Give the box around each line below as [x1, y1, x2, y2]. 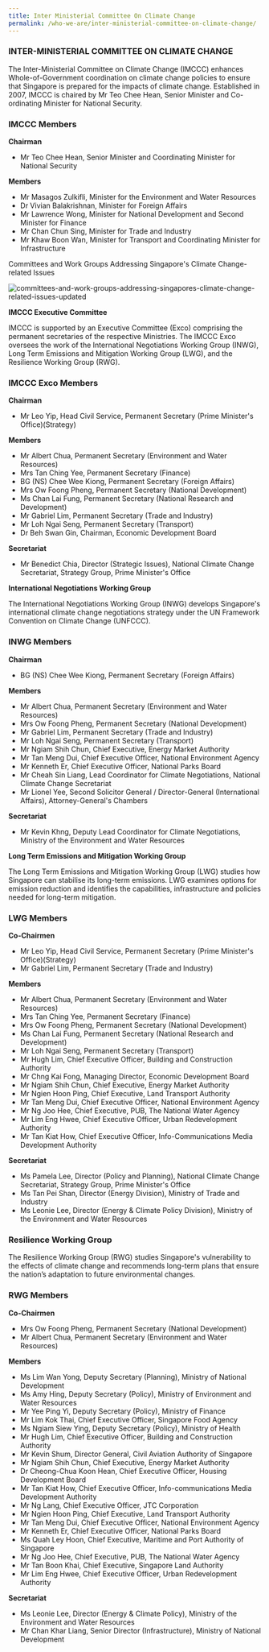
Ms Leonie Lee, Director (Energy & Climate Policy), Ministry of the [19, 1609, 238, 1618]
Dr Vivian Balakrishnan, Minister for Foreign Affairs [19, 201, 188, 210]
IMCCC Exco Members [8, 378, 99, 389]
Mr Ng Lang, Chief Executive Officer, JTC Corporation [19, 1500, 199, 1510]
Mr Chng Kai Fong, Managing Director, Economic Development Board [19, 1071, 250, 1081]
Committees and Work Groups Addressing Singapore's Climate [8, 259, 217, 269]
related [8, 267, 32, 278]
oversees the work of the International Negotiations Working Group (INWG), [8, 340, 259, 350]
